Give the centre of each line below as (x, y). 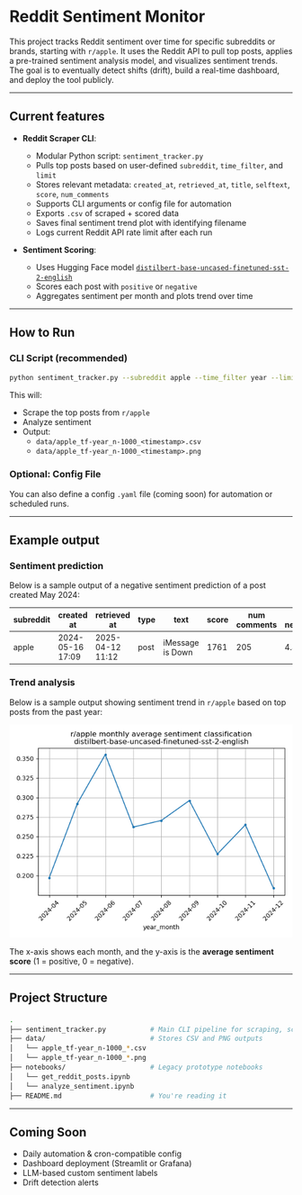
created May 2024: (45, 595)
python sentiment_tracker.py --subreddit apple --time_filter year (138, 378)
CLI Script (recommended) (69, 358)
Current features (57, 117)
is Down (178, 652)
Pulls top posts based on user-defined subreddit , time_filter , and (159, 165)
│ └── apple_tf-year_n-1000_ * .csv (78, 1048)
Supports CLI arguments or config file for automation (133, 204)
